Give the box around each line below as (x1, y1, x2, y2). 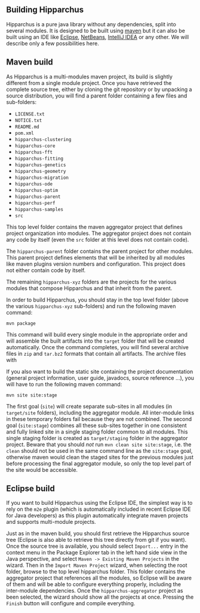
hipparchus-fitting (14, 155, 64, 161)
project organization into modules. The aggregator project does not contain (6, 230, 192, 237)
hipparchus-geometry (14, 168, 66, 174)
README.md (14, 124, 40, 130)
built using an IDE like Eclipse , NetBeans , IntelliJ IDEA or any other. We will (6, 33, 189, 41)
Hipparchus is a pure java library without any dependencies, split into (6, 20, 176, 28)
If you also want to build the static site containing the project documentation (6, 368, 193, 375)
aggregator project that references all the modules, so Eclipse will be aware (6, 574, 192, 582)
